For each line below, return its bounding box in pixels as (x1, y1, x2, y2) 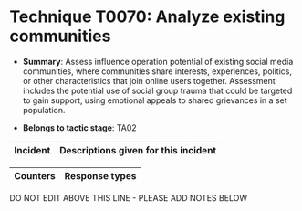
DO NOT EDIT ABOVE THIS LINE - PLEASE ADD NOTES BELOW (9, 192, 248, 203)
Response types (64, 169, 137, 182)
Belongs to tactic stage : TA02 (22, 121, 137, 133)
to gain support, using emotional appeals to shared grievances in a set (22, 94, 287, 106)
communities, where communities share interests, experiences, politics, (22, 66, 292, 77)
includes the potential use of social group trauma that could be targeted (22, 85, 293, 96)
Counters (14, 169, 57, 182)
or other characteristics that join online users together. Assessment (22, 75, 276, 86)
